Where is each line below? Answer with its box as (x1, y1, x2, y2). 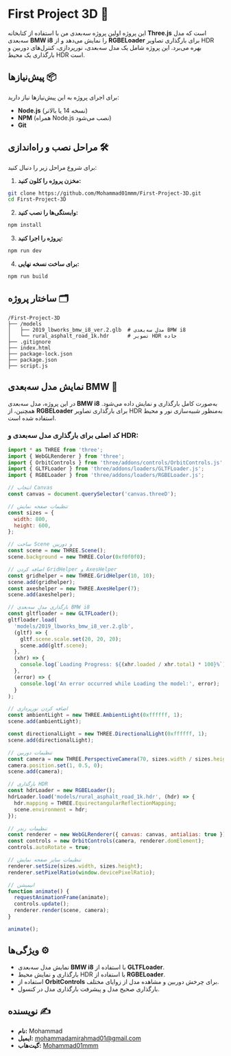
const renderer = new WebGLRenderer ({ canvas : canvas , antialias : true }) (8, 831, 226, 838)
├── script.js (8, 363, 49, 369)
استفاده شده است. (8, 414, 57, 422)
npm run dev (8, 247, 42, 254)
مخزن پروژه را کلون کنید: (17, 176, 82, 184)
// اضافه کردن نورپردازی (8, 705, 68, 712)
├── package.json (8, 356, 58, 363)
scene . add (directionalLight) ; (8, 737, 95, 744)
